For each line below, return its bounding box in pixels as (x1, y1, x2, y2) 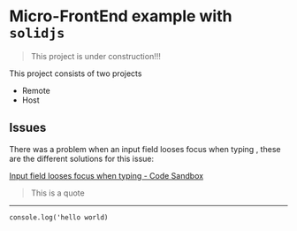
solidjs (9, 25, 65, 42)
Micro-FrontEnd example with (9, 6, 232, 27)
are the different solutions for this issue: (9, 153, 155, 164)
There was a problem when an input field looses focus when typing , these (9, 143, 281, 154)
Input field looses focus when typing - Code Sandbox (9, 170, 204, 181)
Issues (9, 120, 47, 135)
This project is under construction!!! (30, 50, 162, 61)
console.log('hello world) (9, 212, 109, 222)
